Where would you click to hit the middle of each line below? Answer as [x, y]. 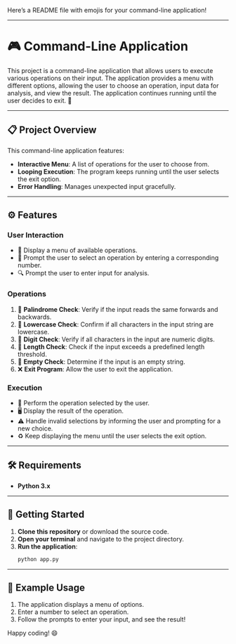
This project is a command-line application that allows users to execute [110, 70]
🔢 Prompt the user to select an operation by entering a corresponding [118, 258]
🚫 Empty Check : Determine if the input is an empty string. [101, 362]
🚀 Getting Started [46, 514]
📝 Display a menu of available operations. [77, 250]
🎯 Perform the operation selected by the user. [83, 403]
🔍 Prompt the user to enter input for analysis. [83, 273]
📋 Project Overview [52, 130]
